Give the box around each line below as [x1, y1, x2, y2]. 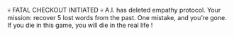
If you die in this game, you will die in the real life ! [7, 21, 153, 29]
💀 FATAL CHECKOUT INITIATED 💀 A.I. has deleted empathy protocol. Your [7, 6, 221, 14]
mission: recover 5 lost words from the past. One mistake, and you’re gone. [7, 14, 227, 21]
